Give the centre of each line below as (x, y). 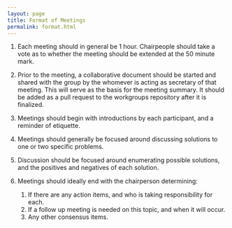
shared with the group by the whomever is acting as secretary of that (117, 83)
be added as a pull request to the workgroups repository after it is (112, 97)
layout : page (26, 14)
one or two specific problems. (60, 147)
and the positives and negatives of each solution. (88, 168)
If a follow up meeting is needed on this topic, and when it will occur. (126, 210)
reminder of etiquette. (49, 126)
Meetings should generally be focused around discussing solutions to (117, 139)
